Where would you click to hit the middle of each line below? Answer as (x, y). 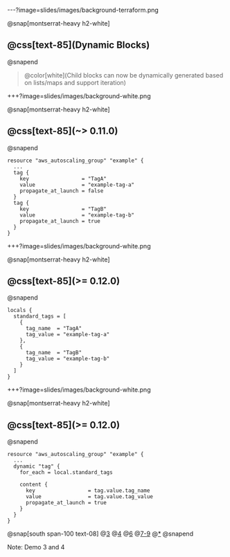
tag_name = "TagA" (53, 329)
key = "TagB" (63, 209)
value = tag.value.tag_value (89, 497)
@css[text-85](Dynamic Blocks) (79, 45)
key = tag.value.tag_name (88, 491)
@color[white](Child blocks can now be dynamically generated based (124, 75)
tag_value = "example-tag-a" (68, 335)
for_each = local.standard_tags (66, 473)
